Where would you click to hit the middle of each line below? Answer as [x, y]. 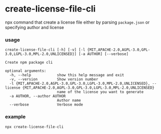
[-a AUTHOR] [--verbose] [104, 54]
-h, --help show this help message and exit [67, 75]
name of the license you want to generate [100, 92]
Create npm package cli [29, 63]
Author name [69, 100]
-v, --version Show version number [54, 80]
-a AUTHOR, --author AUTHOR [38, 96]
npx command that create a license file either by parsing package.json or [77, 22]
